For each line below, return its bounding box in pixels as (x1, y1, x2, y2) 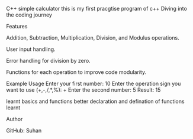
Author (6, 115, 23, 122)
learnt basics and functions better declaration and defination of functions (6, 98, 185, 105)
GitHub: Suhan (6, 127, 42, 134)
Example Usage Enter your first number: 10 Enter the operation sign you (6, 80, 181, 87)
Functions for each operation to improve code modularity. (6, 69, 147, 76)
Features (6, 23, 28, 30)
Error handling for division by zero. (6, 57, 91, 64)
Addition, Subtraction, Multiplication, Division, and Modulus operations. (6, 34, 179, 41)
